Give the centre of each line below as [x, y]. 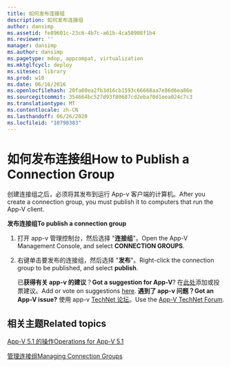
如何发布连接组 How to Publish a [98, 159]
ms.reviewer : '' [30, 39]
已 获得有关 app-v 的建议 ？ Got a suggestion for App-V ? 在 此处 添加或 [115, 282]
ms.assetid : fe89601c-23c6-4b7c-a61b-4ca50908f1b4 [81, 33]
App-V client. [26, 209]
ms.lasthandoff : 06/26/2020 [48, 116]
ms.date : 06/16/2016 [37, 84]
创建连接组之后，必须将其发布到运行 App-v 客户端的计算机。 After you [106, 194]
